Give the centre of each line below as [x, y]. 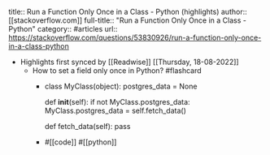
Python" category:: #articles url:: [63, 29]
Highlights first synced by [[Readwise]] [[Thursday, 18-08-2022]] [129, 62]
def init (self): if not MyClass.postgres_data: [117, 102]
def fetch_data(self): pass [87, 126]
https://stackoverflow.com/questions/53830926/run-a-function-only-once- [135, 37]
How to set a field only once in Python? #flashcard [117, 71]
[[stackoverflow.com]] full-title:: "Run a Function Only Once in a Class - [127, 20]
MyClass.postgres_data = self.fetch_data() [115, 110]
